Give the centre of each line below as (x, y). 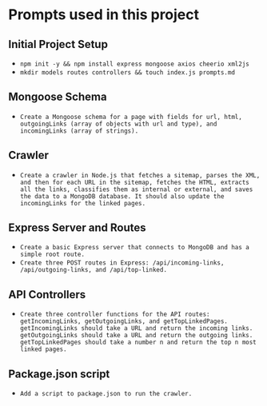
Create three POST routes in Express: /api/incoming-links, (122, 263)
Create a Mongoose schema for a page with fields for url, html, (131, 117)
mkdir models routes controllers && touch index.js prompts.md (128, 73)
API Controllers (47, 295)
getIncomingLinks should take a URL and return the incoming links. (136, 328)
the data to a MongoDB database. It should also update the (122, 196)
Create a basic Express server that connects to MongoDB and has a (134, 248)
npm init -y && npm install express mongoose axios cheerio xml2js (134, 64)
